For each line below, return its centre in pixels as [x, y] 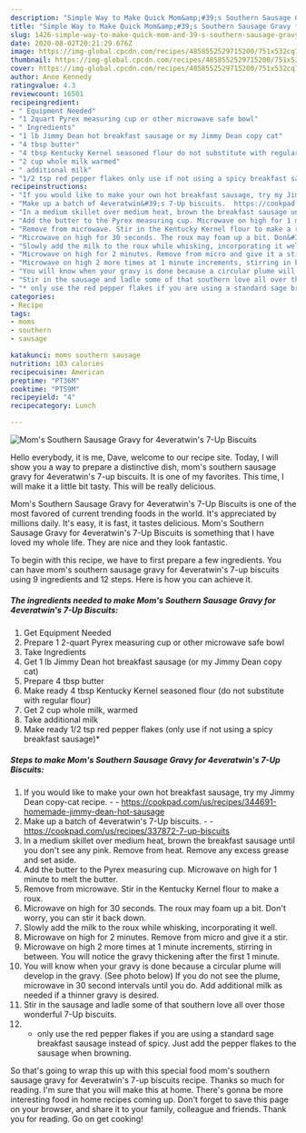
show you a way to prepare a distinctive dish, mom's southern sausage [143, 467]
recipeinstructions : [49, 187]
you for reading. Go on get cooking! [77, 1118]
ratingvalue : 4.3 [43, 85]
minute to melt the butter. [71, 879]
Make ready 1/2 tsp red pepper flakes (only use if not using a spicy [148, 729]
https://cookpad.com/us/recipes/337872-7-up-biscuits [126, 830]
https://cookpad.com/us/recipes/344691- [199, 801]
